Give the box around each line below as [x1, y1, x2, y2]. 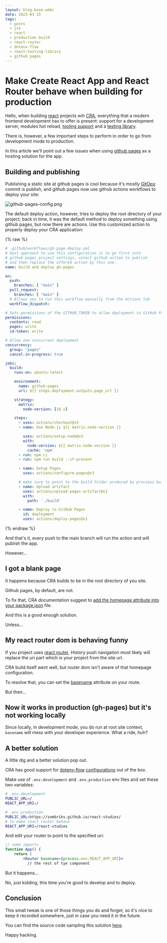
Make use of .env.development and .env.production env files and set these [5, 777, 159, 783]
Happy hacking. [5, 932, 38, 938]
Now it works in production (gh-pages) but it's [5, 703, 152, 712]
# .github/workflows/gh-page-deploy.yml [5, 246, 90, 251]
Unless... [5, 622, 23, 628]
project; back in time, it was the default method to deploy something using [5, 216, 158, 222]
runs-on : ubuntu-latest [14, 370, 64, 375]
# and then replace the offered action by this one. [5, 260, 117, 265]
